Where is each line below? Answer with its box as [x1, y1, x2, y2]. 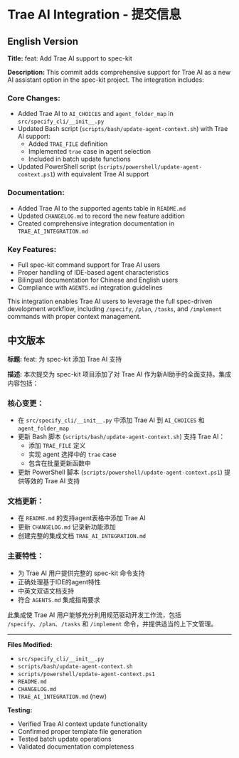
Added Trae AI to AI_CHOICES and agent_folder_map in [17, 110, 174, 118]
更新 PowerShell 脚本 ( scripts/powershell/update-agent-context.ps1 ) [17, 468, 223, 476]
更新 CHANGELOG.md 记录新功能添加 [17, 522, 116, 531]
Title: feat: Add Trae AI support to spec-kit [7, 54, 133, 63]
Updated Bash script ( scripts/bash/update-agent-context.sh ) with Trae [17, 125, 228, 133]
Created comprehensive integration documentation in [17, 219, 175, 228]
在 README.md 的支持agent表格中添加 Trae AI [17, 514, 146, 522]
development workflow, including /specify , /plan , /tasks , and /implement [7, 304, 222, 313]
